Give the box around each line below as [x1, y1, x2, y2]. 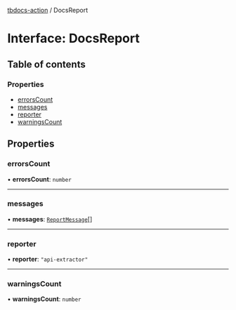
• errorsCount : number [7, 175, 72, 183]
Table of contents [7, 58, 86, 70]
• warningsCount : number [7, 295, 81, 304]
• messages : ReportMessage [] [7, 215, 93, 223]
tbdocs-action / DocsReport [7, 6, 88, 14]
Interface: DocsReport [7, 31, 140, 46]
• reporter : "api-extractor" [7, 255, 88, 264]
